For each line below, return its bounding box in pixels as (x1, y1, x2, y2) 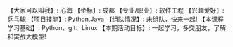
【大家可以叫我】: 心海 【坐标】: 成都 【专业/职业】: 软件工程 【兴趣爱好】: (7, 6, 225, 14)
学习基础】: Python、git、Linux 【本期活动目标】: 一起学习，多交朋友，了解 (7, 24, 227, 32)
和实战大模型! (7, 32, 47, 41)
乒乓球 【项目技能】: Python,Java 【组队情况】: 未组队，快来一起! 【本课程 (7, 15, 224, 23)
